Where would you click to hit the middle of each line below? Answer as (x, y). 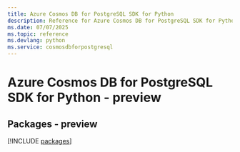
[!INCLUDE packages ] (40, 141)
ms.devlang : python (36, 41)
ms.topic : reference (38, 34)
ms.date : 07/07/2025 (38, 27)
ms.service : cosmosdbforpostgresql (60, 47)
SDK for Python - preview (85, 98)
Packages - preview (52, 124)
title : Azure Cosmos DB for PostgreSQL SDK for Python (91, 14)
